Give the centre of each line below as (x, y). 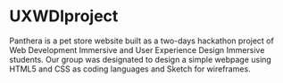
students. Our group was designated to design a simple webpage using (141, 59)
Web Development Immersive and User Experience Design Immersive (137, 49)
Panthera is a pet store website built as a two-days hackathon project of (141, 41)
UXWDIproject (64, 16)
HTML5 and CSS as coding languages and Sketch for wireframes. (130, 69)
